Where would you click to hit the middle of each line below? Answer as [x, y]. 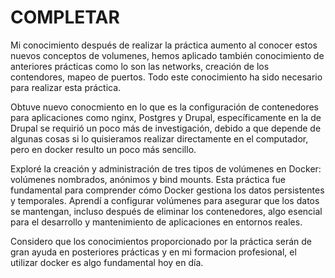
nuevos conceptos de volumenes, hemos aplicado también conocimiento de [167, 55]
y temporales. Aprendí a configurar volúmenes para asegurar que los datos [165, 200]
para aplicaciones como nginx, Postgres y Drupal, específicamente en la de [166, 117]
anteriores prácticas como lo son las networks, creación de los [140, 66]
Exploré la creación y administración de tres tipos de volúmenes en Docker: [166, 168]
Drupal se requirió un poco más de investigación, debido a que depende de [166, 128]
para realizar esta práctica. [66, 87]
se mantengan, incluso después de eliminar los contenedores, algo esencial [166, 211]
